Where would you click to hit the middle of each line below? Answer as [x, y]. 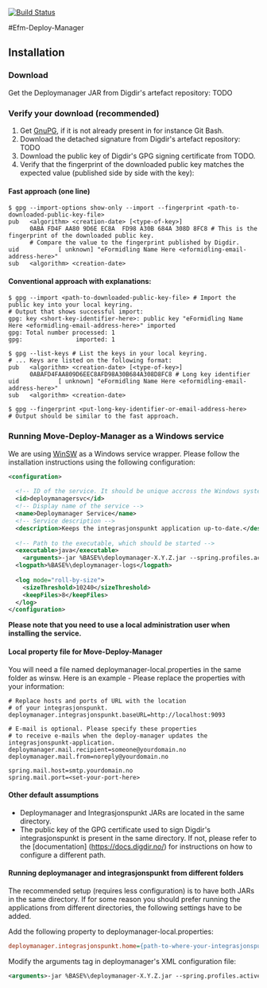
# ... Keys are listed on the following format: [90, 361]
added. [20, 916]
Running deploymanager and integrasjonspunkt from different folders [126, 873]
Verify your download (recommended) [84, 113]
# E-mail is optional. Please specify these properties [103, 729]
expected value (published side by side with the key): [107, 173]
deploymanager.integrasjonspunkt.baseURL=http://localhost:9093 [117, 715]
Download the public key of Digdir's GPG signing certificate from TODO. [137, 156]
